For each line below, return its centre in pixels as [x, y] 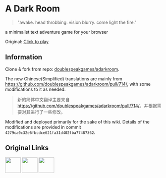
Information [24, 57]
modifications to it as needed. [35, 89]
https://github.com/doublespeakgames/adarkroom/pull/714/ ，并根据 [87, 106]
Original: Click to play [27, 41]
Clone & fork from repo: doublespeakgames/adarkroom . [62, 69]
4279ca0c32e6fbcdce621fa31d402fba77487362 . [50, 132]
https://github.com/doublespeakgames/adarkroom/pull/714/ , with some [78, 84]
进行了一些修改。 [48, 112]
